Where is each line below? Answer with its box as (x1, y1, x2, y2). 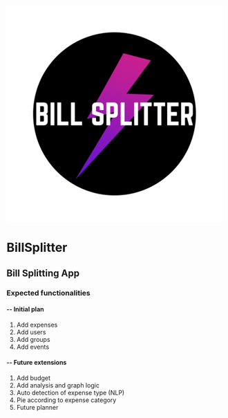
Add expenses (16, 320, 58, 329)
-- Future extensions (6, 358, 67, 367)
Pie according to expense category (16, 396, 117, 404)
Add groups (16, 335, 50, 343)
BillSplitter (6, 240, 68, 255)
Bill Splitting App (6, 267, 80, 279)
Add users (16, 327, 46, 336)
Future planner (16, 403, 59, 411)
